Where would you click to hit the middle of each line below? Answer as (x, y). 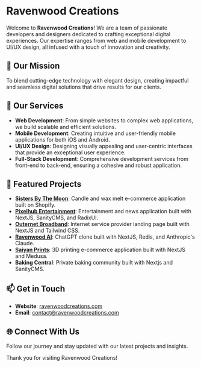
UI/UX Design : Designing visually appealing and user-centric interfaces (104, 146)
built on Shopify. (35, 205)
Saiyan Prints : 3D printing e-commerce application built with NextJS (100, 250)
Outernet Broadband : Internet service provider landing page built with (102, 224)
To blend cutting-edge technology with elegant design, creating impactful (97, 80)
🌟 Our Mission (33, 66)
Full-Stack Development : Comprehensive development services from (101, 158)
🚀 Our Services (35, 106)
